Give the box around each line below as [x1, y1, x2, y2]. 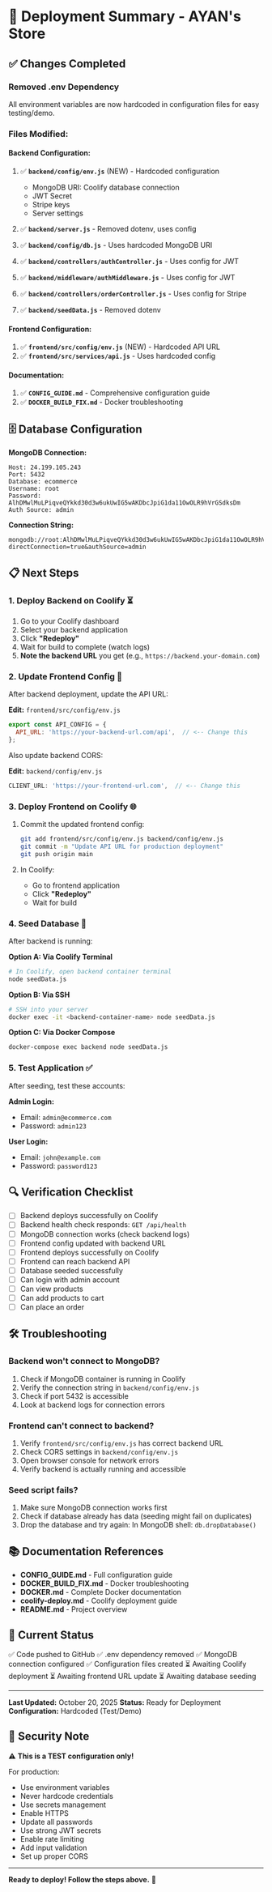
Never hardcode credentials [19, 1791, 113, 1800]
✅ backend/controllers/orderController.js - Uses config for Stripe [19, 289, 247, 298]
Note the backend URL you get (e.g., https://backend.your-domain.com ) [19, 650, 261, 660]
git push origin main [19, 850, 93, 858]
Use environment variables [19, 1782, 110, 1792]
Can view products [19, 1284, 83, 1293]
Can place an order [19, 1302, 85, 1312]
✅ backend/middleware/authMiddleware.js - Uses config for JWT [19, 273, 236, 282]
